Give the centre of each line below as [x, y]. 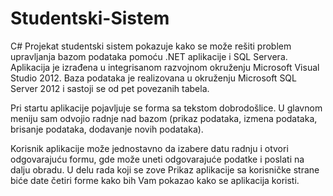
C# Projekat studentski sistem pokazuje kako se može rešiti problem [151, 46]
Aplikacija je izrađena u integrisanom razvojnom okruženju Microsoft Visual [165, 67]
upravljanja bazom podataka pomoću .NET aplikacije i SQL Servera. [149, 56]
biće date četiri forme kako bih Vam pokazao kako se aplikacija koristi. [155, 180]
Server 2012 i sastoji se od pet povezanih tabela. [110, 88]
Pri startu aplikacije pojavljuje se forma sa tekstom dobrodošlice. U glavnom [166, 108]
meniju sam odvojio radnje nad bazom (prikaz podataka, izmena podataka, [164, 118]
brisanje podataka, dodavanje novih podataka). [107, 129]
